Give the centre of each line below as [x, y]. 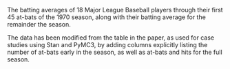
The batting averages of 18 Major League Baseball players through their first [115, 10]
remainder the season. [39, 24]
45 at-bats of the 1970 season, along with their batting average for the [107, 17]
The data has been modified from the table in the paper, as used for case [111, 38]
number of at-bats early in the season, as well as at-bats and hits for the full [115, 52]
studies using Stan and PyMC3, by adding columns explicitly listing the [107, 45]
